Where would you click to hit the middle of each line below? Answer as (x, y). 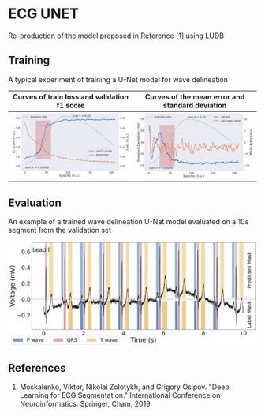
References (37, 368)
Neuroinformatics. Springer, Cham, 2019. (86, 404)
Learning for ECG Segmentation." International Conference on (120, 395)
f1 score (71, 105)
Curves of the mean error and (195, 97)
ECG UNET (43, 14)
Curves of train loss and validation (71, 97)
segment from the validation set (60, 230)
